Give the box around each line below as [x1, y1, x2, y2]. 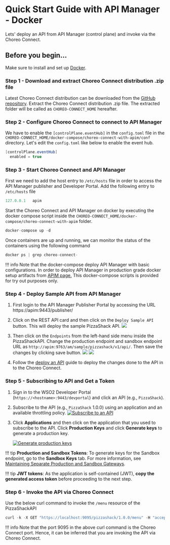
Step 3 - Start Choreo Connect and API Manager [5, 166, 125, 173]
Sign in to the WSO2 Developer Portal [12, 389, 91, 395]
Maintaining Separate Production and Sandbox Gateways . [5, 460, 125, 466]
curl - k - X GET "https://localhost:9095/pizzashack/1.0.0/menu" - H [5, 515, 151, 520]
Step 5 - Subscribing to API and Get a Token [5, 377, 115, 384]
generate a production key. [12, 430, 69, 436]
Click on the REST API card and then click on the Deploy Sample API [12, 317, 154, 323]
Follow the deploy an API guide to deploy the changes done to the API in [12, 360, 163, 366]
